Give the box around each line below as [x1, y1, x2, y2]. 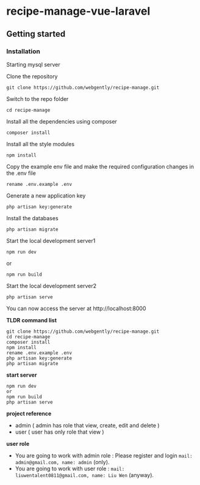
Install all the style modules [6, 140, 75, 147]
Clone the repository [6, 72, 58, 80]
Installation [6, 47, 41, 56]
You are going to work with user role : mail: [15, 465, 125, 472]
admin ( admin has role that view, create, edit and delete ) [15, 421, 160, 429]
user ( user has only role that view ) [15, 428, 105, 435]
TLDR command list [6, 316, 57, 324]
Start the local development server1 [6, 237, 96, 244]
